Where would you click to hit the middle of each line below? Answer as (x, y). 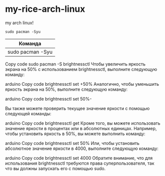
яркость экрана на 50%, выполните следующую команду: (66, 89)
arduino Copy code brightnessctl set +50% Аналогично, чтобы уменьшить (82, 84)
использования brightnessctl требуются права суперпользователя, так (80, 163)
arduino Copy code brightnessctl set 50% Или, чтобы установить (72, 143)
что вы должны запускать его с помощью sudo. (55, 168)
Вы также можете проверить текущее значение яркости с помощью (78, 108)
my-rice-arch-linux (45, 9)
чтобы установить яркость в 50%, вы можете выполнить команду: (75, 134)
